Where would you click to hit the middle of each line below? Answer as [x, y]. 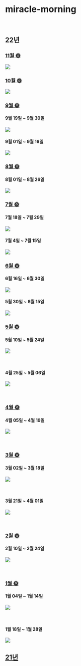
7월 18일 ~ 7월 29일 [24, 217]
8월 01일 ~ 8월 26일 [25, 179]
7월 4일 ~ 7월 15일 [23, 241]
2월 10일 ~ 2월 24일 [25, 548]
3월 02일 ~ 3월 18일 [25, 468]
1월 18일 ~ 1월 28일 [24, 629]
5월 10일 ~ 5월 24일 [25, 340]
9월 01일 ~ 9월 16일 [24, 141]
